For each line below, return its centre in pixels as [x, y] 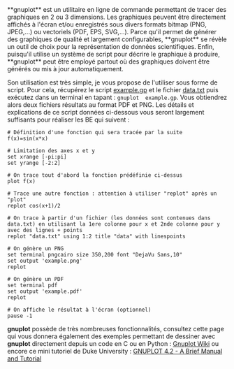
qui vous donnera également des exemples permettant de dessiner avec [111, 336]
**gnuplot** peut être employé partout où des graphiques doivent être [109, 61]
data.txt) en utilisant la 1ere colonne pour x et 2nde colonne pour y [114, 224]
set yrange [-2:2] [34, 163]
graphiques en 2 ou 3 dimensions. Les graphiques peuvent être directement [116, 17]
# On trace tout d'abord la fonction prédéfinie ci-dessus [95, 175]
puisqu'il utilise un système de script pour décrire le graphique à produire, [114, 54]
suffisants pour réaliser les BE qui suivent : [68, 120]
